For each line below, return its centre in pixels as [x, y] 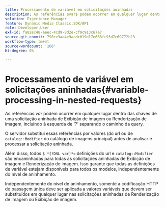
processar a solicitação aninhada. [39, 144]
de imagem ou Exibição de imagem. [41, 200]
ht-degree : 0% [20, 51]
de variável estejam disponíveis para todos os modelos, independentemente [82, 169]
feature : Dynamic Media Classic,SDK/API [47, 23]
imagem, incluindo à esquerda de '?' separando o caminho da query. [74, 124]
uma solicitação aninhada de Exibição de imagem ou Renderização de [76, 119]
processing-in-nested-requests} [73, 100]
